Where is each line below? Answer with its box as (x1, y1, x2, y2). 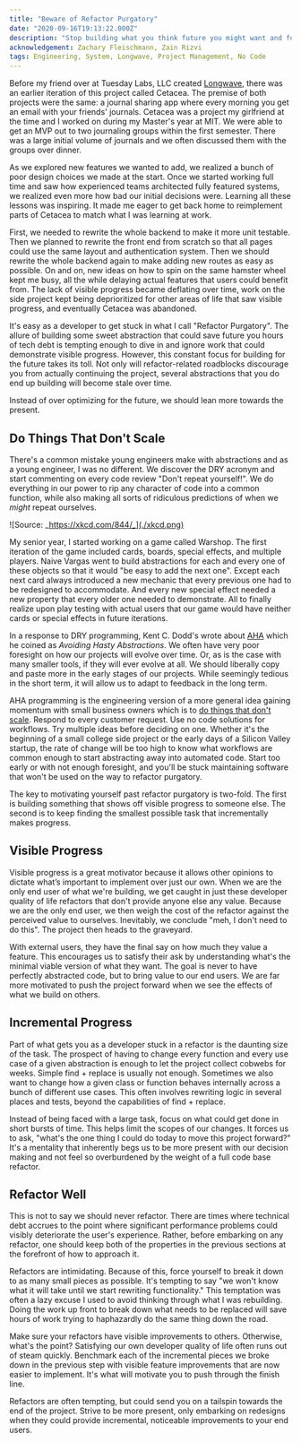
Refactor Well (9, 1187, 87, 1202)
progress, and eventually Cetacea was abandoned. (9, 303, 197, 314)
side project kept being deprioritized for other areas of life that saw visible (9, 294, 283, 305)
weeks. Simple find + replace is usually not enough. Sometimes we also (9, 1067, 274, 1078)
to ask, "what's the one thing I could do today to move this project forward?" (9, 1132, 291, 1143)
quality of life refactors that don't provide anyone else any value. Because (9, 895, 282, 906)
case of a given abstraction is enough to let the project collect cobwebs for (9, 1058, 287, 1068)
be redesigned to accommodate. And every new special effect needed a (9, 583, 276, 595)
